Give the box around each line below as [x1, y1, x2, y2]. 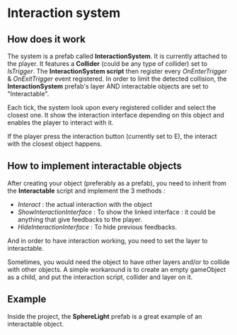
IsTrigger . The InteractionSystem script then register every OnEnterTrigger [7, 67, 228, 75]
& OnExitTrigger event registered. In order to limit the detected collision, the [7, 74, 227, 83]
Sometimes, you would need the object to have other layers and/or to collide [7, 257, 230, 266]
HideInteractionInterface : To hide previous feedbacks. [17, 222, 178, 231]
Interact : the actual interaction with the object [17, 200, 153, 208]
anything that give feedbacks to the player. [17, 215, 143, 224]
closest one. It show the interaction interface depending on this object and [7, 111, 224, 119]
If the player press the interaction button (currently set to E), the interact [7, 132, 217, 140]
